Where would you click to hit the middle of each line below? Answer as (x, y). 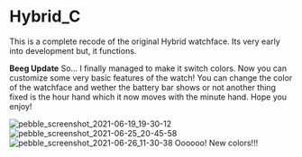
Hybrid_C (45, 17)
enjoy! (21, 106)
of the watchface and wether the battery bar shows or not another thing (143, 87)
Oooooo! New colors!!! (216, 143)
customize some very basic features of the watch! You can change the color (151, 77)
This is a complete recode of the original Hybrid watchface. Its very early (145, 41)
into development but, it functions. (73, 50)
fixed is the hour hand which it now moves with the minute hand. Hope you (148, 97)
